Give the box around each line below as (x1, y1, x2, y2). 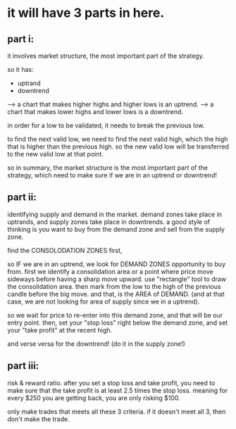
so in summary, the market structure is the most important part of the (7, 163, 208, 172)
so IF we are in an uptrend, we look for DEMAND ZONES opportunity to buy (7, 259, 226, 268)
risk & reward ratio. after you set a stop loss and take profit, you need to (7, 378, 216, 387)
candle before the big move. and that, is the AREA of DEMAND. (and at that (7, 290, 225, 298)
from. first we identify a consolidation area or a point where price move (7, 267, 213, 275)
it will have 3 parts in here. (7, 5, 165, 21)
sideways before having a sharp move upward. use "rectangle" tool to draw (7, 275, 227, 283)
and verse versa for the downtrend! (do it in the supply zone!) (7, 340, 185, 348)
